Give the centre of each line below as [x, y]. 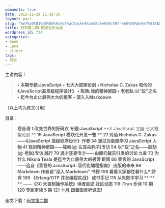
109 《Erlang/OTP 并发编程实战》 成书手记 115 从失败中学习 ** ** [89, 178]
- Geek [12, 42]
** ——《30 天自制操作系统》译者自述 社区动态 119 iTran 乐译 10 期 [85, 184]
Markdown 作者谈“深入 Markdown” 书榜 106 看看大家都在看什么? [84, 172]
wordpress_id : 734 [24, 32]
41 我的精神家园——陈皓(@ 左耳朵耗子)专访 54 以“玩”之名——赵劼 [90, 147]
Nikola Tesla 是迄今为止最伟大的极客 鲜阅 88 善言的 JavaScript [91, 159]
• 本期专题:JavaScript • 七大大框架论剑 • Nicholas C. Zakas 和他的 [84, 85]
